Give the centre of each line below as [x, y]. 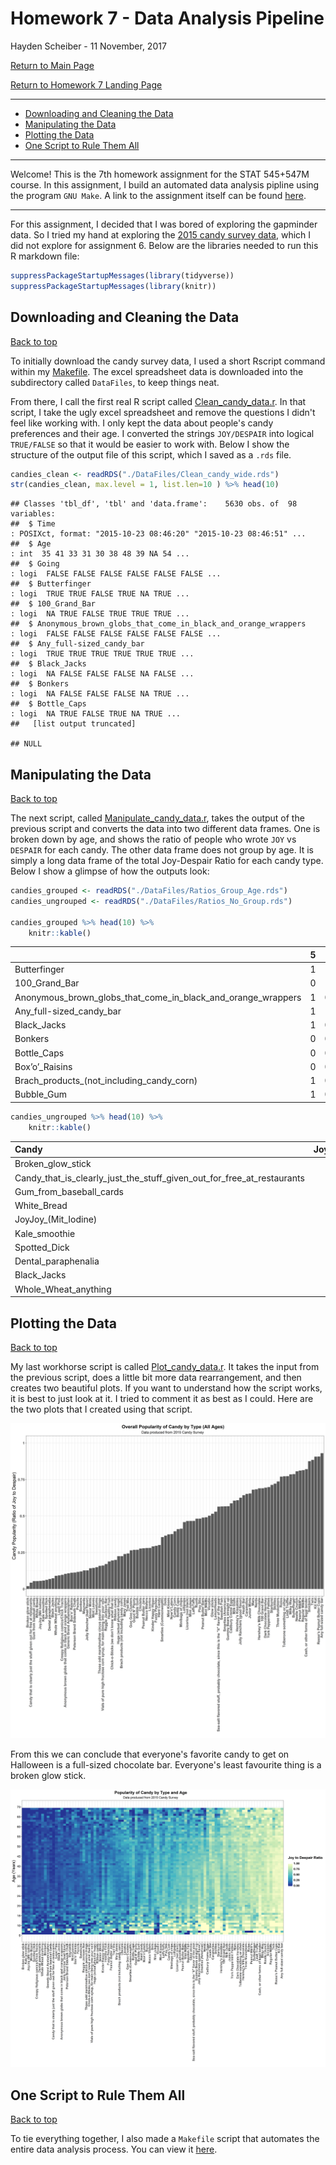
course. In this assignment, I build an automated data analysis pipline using [165, 184]
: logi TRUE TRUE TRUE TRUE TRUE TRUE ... [102, 654]
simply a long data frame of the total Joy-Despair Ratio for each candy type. [167, 861]
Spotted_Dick [42, 1247]
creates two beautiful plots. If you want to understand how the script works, [166, 1388]
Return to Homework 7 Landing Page [86, 84]
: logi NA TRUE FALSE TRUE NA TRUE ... [96, 714]
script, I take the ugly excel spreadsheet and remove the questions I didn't [163, 412]
